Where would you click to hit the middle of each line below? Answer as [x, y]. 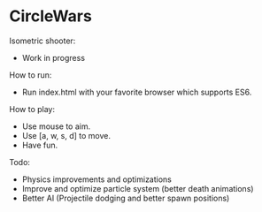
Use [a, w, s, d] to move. [66, 135]
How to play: [32, 109]
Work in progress [54, 57]
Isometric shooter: [42, 41]
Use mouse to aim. [56, 126]
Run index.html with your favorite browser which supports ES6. [137, 92]
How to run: [31, 75]
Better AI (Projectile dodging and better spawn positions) [126, 198]
